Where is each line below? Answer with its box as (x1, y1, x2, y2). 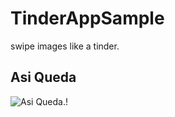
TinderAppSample (10, 7, 165, 30)
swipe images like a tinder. (10, 40, 120, 52)
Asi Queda (10, 69, 77, 86)
